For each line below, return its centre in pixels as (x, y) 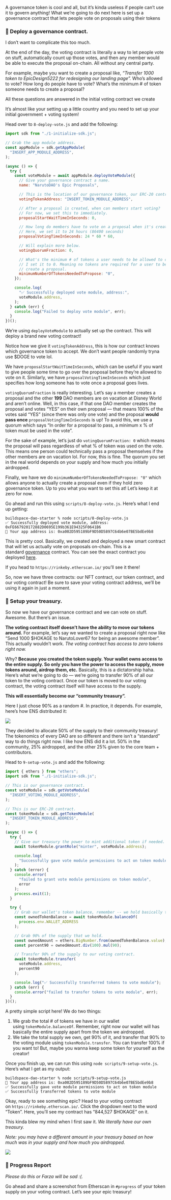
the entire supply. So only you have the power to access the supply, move (85, 664)
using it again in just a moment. (38, 588)
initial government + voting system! (42, 115)
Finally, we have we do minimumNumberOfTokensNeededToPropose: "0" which (83, 477)
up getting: (17, 509)
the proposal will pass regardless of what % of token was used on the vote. (84, 446)
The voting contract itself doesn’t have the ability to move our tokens (80, 628)
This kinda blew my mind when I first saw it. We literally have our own (78, 1122)
